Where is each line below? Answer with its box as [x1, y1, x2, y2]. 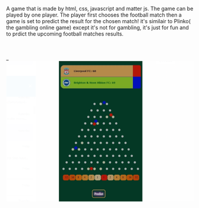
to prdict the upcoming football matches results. [6, 30, 124, 37]
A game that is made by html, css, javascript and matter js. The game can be [6, 5, 194, 12]
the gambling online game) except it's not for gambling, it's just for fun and [6, 24, 189, 31]
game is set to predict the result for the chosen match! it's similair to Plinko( [6, 18, 191, 24]
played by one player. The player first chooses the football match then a [6, 11, 182, 18]
